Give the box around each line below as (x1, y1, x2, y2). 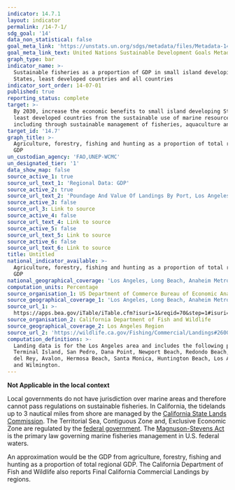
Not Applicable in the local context (7, 381, 110, 389)
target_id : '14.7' (7, 127, 61, 134)
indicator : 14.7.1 (7, 10, 61, 17)
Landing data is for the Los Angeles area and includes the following (13, 342, 224, 349)
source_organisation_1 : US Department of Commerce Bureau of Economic (7, 290, 218, 297)
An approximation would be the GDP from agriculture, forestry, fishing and (7, 452, 222, 461)
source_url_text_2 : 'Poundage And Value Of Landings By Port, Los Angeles (7, 192, 230, 199)
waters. (7, 439, 29, 447)
